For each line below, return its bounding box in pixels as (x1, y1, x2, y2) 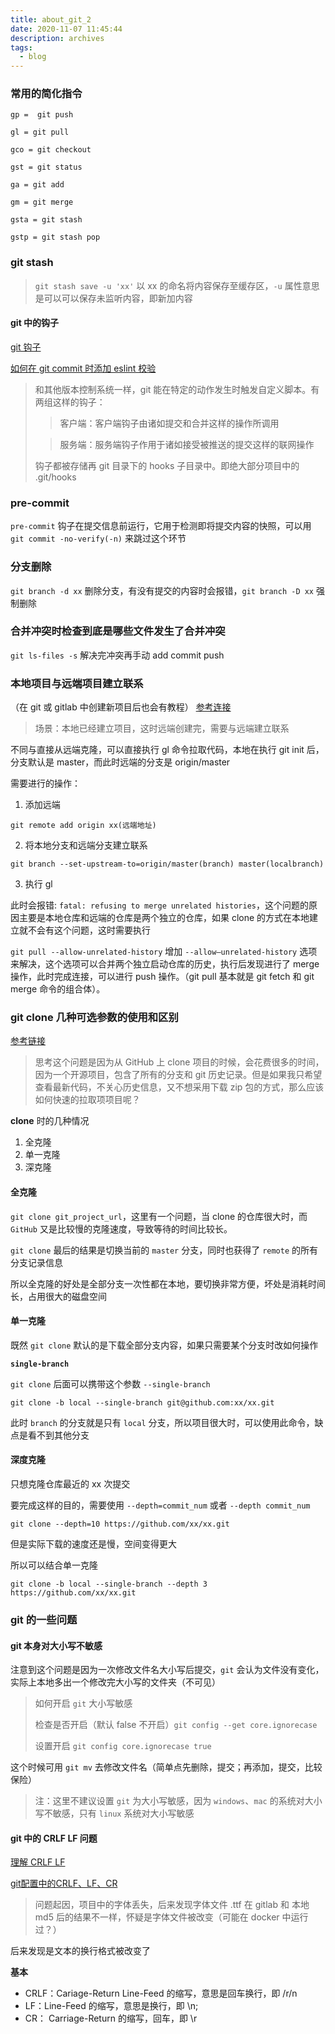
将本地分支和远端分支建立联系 (24, 839, 148, 851)
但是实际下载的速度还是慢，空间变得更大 (10, 1538, 177, 1550)
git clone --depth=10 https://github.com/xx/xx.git (10, 1519, 230, 1530)
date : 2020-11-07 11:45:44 (10, 24, 123, 34)
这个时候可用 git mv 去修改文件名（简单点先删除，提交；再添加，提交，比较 (10, 1761, 323, 1773)
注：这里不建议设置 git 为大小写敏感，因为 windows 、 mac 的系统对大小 (34, 1795, 323, 1807)
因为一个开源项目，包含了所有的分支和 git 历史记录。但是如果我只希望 (34, 1069, 323, 1081)
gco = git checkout (10, 145, 92, 155)
